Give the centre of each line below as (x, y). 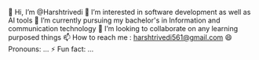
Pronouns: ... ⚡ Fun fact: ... (51, 49)
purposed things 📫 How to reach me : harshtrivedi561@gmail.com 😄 (120, 37)
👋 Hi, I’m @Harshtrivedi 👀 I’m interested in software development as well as (129, 12)
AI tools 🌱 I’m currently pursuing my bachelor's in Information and (114, 20)
